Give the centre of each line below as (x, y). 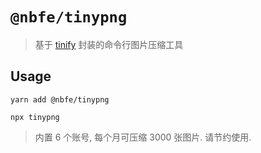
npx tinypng (35, 117)
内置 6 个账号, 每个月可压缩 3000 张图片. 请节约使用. (143, 137)
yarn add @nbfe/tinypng (60, 99)
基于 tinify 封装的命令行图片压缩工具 (109, 44)
